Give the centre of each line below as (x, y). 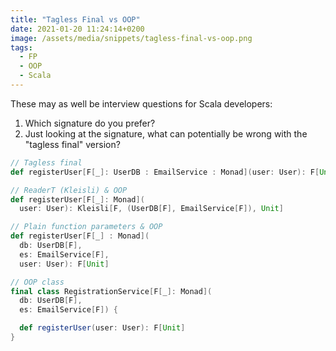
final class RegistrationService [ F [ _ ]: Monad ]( (111, 291)
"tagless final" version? (72, 144)
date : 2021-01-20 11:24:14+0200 (77, 29)
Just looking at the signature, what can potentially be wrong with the (166, 133)
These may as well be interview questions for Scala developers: (141, 103)
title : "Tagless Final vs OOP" (75, 19)
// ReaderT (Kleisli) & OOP (69, 190)
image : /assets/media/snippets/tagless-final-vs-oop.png (131, 38)
